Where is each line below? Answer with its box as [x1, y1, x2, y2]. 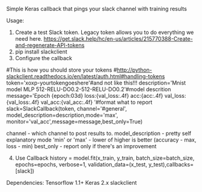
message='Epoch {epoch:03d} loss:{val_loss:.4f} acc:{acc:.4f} [6, 92, 164, 99]
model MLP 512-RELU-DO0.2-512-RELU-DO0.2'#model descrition [6, 86, 172, 93]
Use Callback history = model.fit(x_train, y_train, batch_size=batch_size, [15, 154, 195, 162]
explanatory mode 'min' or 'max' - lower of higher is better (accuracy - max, [6, 136, 197, 143]
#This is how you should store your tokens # [6, 66, 117, 74]
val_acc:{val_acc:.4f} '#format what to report [40, 98, 153, 106]
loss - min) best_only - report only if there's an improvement [6, 143, 157, 149]
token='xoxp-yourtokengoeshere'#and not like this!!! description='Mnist [6, 79, 186, 86]
